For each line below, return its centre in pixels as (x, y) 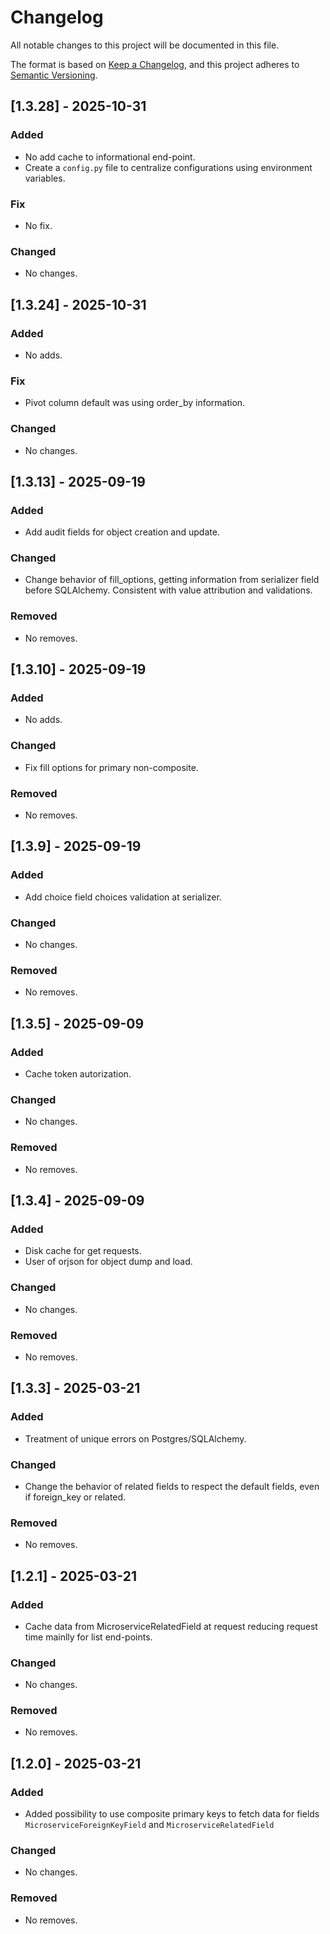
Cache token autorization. (78, 1074)
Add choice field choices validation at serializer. (123, 897)
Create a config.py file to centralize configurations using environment (168, 167)
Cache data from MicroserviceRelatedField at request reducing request (171, 1626)
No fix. (38, 225)
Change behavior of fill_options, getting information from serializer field (172, 580)
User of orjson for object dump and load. (108, 1262)
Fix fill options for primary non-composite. (111, 767)
